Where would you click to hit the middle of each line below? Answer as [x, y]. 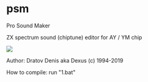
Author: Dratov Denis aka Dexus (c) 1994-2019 [65, 60]
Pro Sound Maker [28, 26]
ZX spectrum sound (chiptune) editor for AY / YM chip [74, 37]
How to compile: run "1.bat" [41, 72]
